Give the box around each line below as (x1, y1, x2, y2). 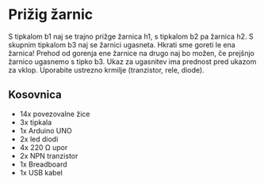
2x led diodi (19, 134, 59, 144)
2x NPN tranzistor (19, 151, 78, 160)
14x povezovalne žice (19, 109, 90, 118)
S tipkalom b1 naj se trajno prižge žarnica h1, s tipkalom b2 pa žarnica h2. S (8, 32, 254, 41)
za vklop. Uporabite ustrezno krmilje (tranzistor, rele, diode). (8, 65, 205, 74)
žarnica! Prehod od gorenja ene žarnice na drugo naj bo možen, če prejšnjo (8, 48, 255, 58)
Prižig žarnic (8, 6, 94, 24)
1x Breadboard (19, 160, 67, 169)
